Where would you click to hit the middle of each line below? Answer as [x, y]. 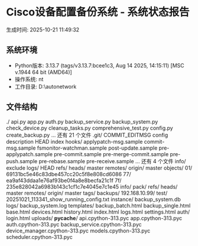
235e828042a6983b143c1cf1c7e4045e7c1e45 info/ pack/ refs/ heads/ [92, 186]
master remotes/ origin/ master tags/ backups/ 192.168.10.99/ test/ [87, 193]
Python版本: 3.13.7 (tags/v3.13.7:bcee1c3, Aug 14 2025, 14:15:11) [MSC [99, 65]
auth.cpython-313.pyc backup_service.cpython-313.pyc [74, 224]
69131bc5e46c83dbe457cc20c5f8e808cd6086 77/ [69, 174]
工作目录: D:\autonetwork [46, 86]
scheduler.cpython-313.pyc [39, 237]
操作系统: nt [29, 79]
